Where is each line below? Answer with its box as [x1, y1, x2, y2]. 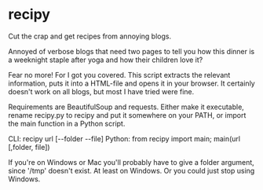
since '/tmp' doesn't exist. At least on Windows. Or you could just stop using [8, 166, 255, 175]
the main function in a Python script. [8, 119, 126, 128]
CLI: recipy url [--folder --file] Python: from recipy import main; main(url [8, 133, 241, 143]
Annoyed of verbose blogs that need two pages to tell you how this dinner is [8, 46, 255, 56]
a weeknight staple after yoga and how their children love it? [8, 55, 203, 64]
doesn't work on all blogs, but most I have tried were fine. [8, 86, 195, 96]
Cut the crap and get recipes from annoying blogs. [8, 31, 171, 41]
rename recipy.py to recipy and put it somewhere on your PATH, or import [8, 110, 247, 119]
